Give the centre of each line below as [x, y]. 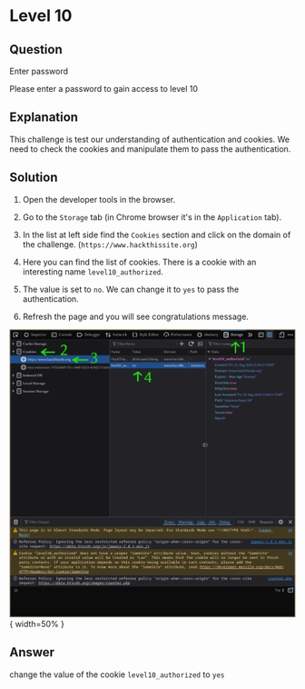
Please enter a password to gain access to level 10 [103, 89]
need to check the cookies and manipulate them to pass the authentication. [150, 149]
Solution [34, 178]
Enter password [39, 71]
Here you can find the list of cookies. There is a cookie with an [139, 262]
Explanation [44, 118]
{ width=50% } [37, 624]
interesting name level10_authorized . [93, 271]
